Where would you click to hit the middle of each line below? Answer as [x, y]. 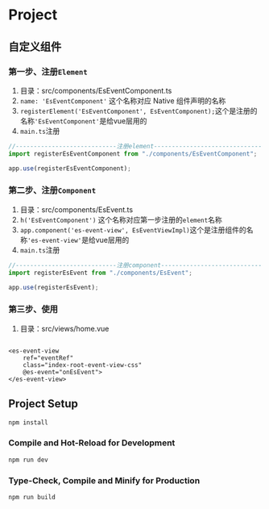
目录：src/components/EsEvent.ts [77, 209]
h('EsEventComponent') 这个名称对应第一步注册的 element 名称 [121, 219]
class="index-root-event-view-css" [83, 365]
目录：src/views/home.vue [64, 328]
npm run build [32, 497]
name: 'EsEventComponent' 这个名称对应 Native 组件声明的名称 [123, 100]
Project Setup [43, 404]
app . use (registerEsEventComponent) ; [70, 168]
